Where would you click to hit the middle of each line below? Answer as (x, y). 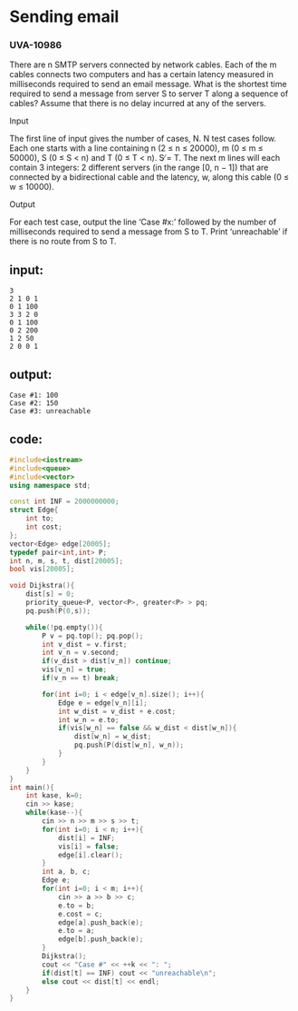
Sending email (64, 17)
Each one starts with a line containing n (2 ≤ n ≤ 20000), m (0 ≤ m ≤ (137, 148)
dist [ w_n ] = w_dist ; (113, 737)
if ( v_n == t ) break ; (81, 679)
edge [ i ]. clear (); (91, 855)
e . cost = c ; (80, 914)
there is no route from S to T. (63, 242)
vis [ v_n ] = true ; (74, 669)
